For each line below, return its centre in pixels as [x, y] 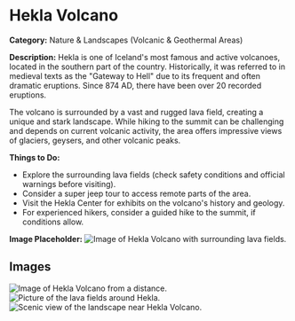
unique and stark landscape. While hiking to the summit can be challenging [147, 121]
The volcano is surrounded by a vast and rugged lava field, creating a [136, 112]
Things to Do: [35, 157]
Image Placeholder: [46, 239]
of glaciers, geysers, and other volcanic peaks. [95, 140]
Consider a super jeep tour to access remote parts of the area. [136, 193]
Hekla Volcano [64, 16]
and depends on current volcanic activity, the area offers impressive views [146, 130]
